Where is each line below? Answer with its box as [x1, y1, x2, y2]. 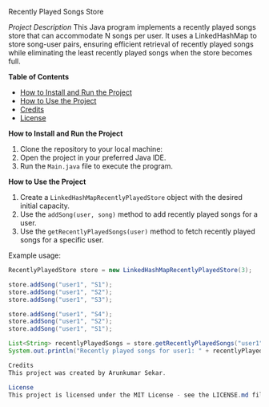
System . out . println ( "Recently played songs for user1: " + [8, 347, 210, 355]
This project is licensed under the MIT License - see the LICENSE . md [8, 391, 249, 399]
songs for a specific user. [19, 235, 104, 244]
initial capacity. [19, 201, 70, 210]
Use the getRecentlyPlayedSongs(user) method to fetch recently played [19, 226, 256, 236]
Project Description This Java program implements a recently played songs [8, 22, 256, 31]
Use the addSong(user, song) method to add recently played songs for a [19, 210, 259, 219]
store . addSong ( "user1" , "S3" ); [8, 295, 113, 303]
